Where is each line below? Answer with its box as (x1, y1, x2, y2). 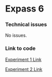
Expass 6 (5, 3, 44, 15)
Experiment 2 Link (5, 66, 42, 72)
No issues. (5, 32, 27, 38)
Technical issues (5, 21, 47, 28)
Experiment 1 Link (5, 56, 41, 62)
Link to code (5, 45, 36, 52)
